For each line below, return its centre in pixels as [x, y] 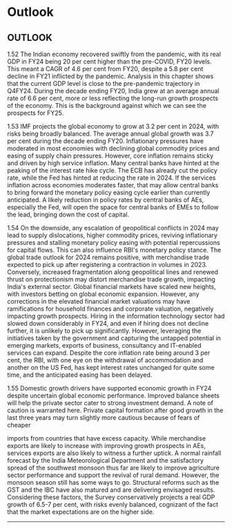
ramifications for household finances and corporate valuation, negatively [110, 309]
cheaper [19, 425]
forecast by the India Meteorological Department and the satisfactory [105, 460]
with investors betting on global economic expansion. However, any [103, 294]
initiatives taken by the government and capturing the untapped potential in [114, 338]
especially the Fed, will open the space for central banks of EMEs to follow [113, 207]
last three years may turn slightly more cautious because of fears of [104, 418]
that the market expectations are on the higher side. [81, 512]
